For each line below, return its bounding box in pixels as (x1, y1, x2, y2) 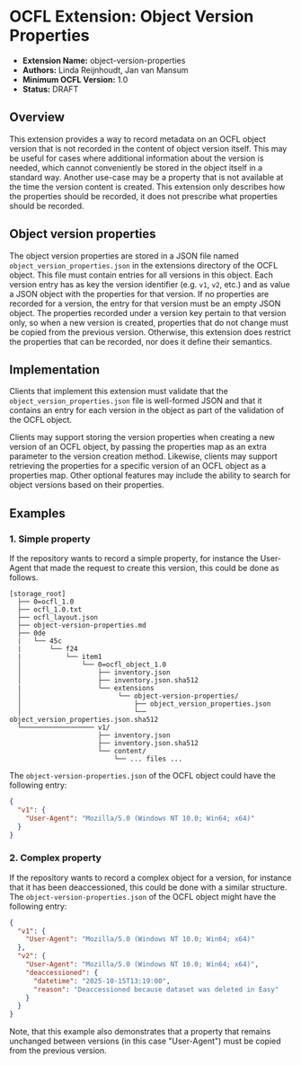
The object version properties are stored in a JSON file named (9, 250, 240, 261)
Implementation (9, 362, 101, 377)
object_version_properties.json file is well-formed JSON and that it (9, 395, 262, 406)
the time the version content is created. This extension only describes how (9, 181, 286, 192)
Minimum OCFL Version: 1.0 (22, 74, 128, 84)
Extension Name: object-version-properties (22, 55, 186, 66)
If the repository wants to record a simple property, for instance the (9, 553, 259, 564)
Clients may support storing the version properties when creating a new (9, 432, 276, 443)
